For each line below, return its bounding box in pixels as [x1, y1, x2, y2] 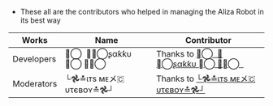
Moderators [12, 78, 58, 89]
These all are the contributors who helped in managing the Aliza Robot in [19, 7, 264, 16]
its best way [19, 15, 61, 25]
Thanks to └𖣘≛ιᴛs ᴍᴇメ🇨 [155, 73, 256, 84]
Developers [12, 53, 57, 64]
